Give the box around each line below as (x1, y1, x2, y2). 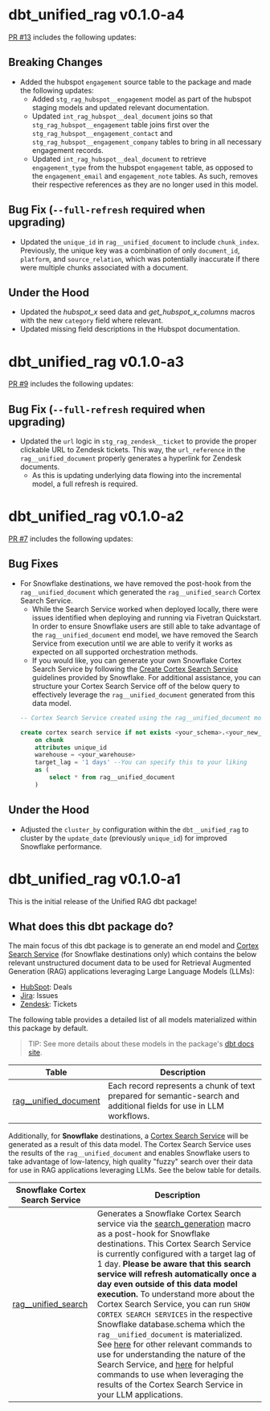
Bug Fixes (8, 557, 59, 571)
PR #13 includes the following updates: (8, 32, 137, 42)
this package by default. (8, 1024, 88, 1033)
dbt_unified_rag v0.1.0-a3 (8, 353, 185, 371)
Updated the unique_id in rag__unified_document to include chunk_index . (19, 237, 260, 246)
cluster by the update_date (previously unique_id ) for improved (19, 833, 227, 843)
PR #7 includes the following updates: (8, 534, 134, 544)
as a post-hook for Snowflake (96, 1228, 211, 1240)
